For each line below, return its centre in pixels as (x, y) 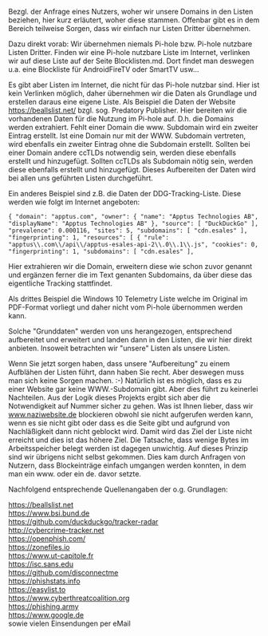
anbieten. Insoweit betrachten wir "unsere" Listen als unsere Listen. (119, 348)
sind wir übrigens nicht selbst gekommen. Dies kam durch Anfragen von (127, 457)
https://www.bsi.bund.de (49, 513)
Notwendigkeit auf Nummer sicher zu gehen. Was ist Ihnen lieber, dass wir (131, 406)
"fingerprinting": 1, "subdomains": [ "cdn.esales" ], (101, 251)
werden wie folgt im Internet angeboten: (74, 202)
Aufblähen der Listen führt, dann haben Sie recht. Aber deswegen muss (126, 372)
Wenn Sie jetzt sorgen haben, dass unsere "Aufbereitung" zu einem (119, 363)
